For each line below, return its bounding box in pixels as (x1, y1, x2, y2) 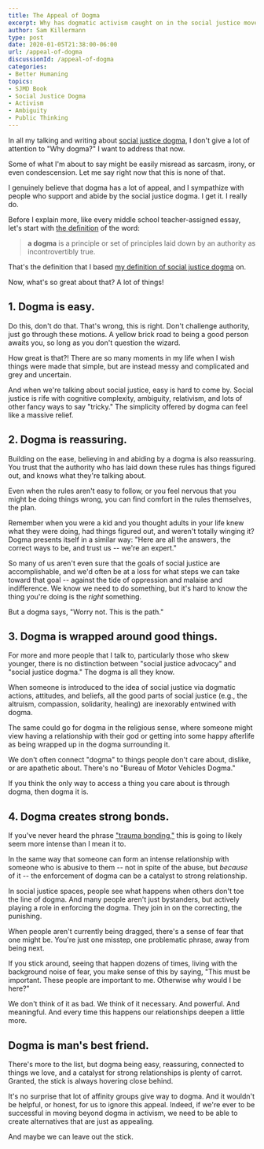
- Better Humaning (8, 70, 68, 78)
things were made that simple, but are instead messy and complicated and (8, 361, 250, 371)
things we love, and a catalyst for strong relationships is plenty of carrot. (8, 1068, 243, 1077)
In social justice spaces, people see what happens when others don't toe (8, 887, 245, 896)
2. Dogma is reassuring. (8, 433, 127, 447)
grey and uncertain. (8, 369, 72, 379)
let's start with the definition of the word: (8, 223, 140, 232)
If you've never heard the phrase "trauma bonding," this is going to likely (8, 831, 243, 840)
